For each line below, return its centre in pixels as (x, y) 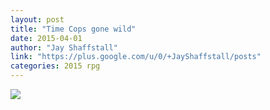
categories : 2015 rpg (55, 66)
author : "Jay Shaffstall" (64, 47)
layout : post (37, 19)
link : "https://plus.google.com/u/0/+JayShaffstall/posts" (136, 57)
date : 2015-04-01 (46, 38)
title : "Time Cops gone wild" (73, 29)
